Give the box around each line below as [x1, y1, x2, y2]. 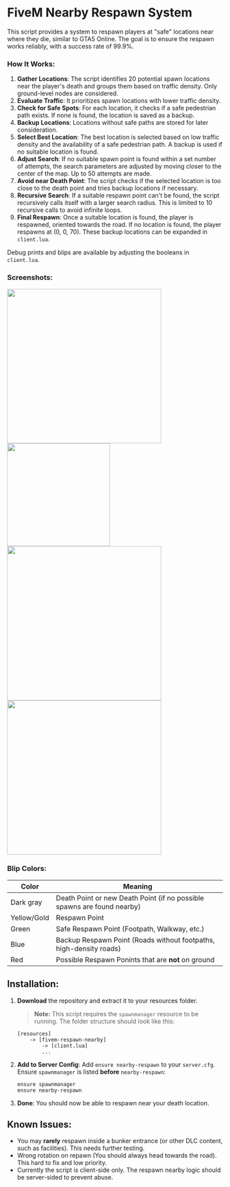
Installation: [7, 979, 60, 990]
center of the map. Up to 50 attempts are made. [16, 169, 152, 178]
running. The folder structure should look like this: [34, 1017, 175, 1025]
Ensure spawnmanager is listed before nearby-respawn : [16, 1068, 166, 1076]
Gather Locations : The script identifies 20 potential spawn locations [16, 75, 210, 83]
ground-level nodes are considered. [16, 89, 118, 97]
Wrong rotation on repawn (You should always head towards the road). [16, 1151, 217, 1160]
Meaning [123, 881, 153, 891]
